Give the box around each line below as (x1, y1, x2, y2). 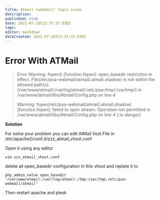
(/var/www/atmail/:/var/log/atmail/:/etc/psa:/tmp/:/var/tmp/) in (17, 87, 142, 92)
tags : (5, 25, 16, 30)
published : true (5, 16, 38, 21)
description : (5, 12, 32, 17)
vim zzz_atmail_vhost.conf (5, 154, 60, 160)
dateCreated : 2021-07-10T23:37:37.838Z (5, 35, 86, 39)
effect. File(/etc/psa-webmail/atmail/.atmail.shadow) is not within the (17, 76, 155, 82)
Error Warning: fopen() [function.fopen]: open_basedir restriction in (17, 71, 153, 77)
